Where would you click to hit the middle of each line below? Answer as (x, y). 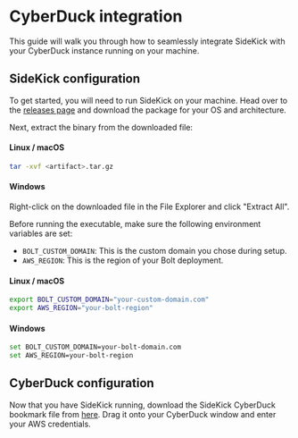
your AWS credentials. (50, 424)
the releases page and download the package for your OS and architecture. (148, 110)
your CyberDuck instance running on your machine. (104, 50)
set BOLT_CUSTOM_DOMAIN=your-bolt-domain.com (95, 347)
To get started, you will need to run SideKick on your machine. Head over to (149, 100)
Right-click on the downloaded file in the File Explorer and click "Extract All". (149, 206)
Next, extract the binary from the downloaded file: (101, 127)
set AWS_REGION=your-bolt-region (71, 356)
